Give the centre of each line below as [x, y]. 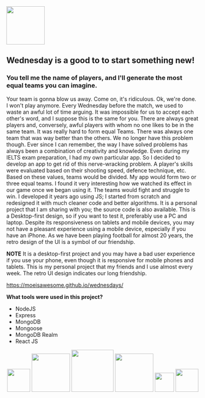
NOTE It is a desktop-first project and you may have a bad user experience [101, 254]
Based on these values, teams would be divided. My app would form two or [102, 177]
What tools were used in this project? [54, 297]
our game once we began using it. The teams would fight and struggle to [98, 190]
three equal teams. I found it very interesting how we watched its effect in [99, 183]
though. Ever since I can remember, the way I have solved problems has [97, 144]
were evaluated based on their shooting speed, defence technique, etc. [96, 170]
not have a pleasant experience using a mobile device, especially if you [96, 229]
